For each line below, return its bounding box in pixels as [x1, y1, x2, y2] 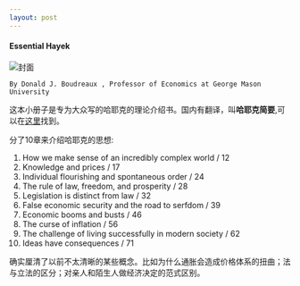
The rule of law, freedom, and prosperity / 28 [21, 181, 188, 191]
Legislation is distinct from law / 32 [21, 189, 152, 201]
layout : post [9, 13, 58, 22]
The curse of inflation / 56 [21, 218, 119, 229]
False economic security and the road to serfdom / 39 [21, 199, 221, 210]
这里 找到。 [25, 115, 64, 126]
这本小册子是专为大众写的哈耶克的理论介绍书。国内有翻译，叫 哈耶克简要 [9, 104, 275, 114]
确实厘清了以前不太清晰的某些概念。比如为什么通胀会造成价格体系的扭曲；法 [9, 256, 291, 266]
